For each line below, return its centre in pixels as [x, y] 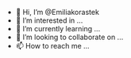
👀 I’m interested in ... [49, 20]
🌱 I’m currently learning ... [58, 29]
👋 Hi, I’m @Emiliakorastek [57, 12]
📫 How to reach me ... [52, 46]
